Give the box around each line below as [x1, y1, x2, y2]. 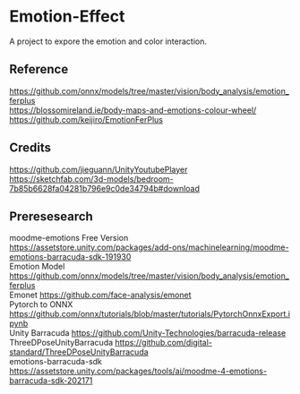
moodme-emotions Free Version [9, 233, 129, 244]
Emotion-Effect [9, 6, 125, 27]
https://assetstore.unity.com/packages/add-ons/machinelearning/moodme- [9, 242, 289, 253]
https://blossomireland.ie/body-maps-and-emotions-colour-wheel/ [9, 105, 257, 116]
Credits [9, 141, 52, 156]
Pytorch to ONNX [9, 299, 73, 310]
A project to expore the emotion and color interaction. [9, 36, 208, 47]
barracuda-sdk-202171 [9, 375, 93, 386]
